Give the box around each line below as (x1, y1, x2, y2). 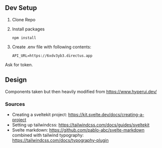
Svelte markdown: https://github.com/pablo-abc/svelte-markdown (12, 127, 145, 133)
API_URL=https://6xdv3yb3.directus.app (12, 53, 93, 58)
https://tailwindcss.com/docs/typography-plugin (12, 137, 109, 143)
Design (5, 76, 27, 84)
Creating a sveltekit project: (12, 111, 67, 118)
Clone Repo (12, 16, 36, 22)
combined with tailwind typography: (12, 132, 84, 138)
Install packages (12, 26, 45, 32)
